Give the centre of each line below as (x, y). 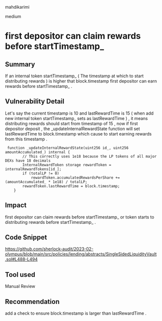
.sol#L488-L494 (21, 259)
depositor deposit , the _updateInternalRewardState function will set (73, 129)
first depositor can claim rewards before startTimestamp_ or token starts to (80, 217)
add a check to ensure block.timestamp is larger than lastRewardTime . (76, 313)
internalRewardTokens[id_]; (33, 169)
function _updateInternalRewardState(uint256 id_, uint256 (68, 148)
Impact (16, 205)
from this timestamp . (26, 139)
